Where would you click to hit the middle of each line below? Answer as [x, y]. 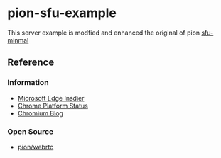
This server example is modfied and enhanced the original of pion [104, 33]
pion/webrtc [36, 147]
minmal [18, 40]
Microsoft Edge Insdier [51, 98]
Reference [31, 63]
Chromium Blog [41, 113]
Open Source [31, 131]
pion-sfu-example [62, 13]
